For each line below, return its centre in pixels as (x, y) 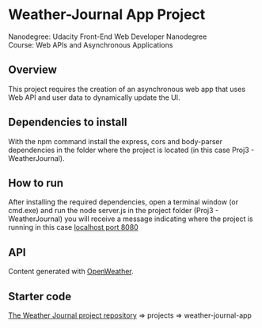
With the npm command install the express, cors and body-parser (116, 141)
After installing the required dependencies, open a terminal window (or (123, 202)
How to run (36, 183)
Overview (33, 70)
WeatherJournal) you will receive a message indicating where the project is (131, 219)
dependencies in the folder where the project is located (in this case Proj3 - (131, 150)
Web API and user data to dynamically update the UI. (94, 97)
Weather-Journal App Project (107, 15)
